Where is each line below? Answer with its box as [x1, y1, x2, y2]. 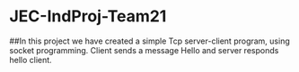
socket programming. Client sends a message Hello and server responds [9, 44, 279, 55]
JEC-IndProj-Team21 [9, 6, 167, 27]
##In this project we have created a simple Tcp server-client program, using [9, 36, 290, 46]
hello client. [9, 54, 52, 65]
